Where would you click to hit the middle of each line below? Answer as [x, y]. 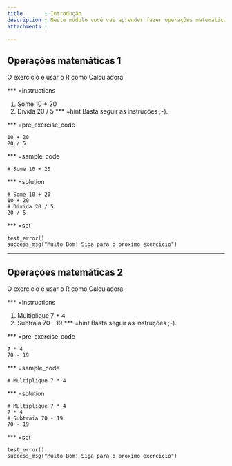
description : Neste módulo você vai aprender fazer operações [100, 20]
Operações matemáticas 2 [65, 272]
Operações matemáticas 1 [64, 61]
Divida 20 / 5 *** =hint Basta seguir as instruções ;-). [93, 111]
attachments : [28, 26]
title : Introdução [44, 14]
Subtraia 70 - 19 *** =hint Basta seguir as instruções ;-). [97, 323]
